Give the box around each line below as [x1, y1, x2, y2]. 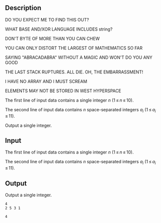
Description [5, 4, 41, 12]
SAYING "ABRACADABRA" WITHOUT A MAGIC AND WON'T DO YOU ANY [5, 54, 153, 60]
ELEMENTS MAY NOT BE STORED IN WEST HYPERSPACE [5, 87, 122, 94]
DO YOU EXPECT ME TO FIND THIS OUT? [5, 17, 89, 22]
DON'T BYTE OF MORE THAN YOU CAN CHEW [5, 35, 100, 41]
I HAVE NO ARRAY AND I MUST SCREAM [5, 78, 88, 84]
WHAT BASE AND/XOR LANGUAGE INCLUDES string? [5, 26, 113, 32]
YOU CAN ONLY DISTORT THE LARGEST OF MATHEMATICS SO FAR [5, 45, 143, 51]
